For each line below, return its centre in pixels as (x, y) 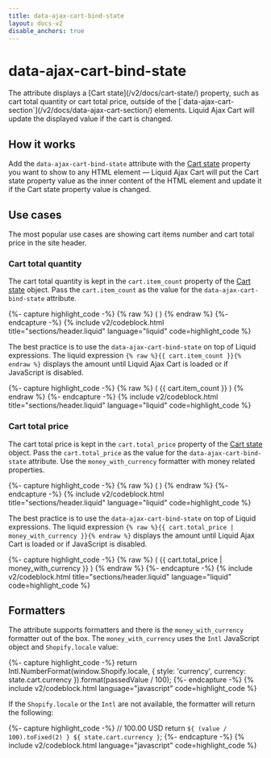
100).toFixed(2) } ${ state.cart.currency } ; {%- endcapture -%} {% (127, 737)
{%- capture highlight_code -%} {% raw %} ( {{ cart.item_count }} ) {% (126, 388)
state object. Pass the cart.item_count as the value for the (106, 290)
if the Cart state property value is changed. (80, 190)
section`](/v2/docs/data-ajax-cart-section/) (81, 111)
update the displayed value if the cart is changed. (91, 119)
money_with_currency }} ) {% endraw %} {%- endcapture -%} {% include (131, 568)
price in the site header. (48, 242)
